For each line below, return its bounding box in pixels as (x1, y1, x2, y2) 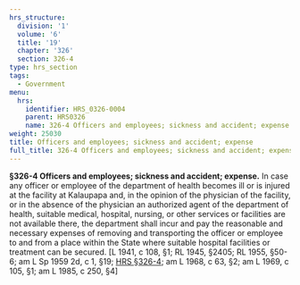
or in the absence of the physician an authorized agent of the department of (9, 198, 289, 210)
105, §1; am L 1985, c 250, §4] (9, 265, 119, 276)
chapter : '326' (17, 46, 74, 55)
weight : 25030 (9, 130, 62, 138)
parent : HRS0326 (25, 113, 87, 122)
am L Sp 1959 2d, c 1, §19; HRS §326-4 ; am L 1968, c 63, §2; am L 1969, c (18, 256, 289, 266)
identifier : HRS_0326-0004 (25, 105, 126, 113)
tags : (9, 71, 29, 80)
